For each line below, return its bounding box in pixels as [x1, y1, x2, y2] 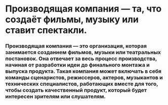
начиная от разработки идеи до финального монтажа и [5, 62, 150, 69]
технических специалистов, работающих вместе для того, [5, 80, 158, 87]
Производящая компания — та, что [5, 3, 162, 15]
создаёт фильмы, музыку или [5, 14, 139, 25]
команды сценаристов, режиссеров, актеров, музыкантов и [5, 74, 163, 81]
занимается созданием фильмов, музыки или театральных [5, 49, 161, 56]
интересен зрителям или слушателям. [5, 93, 106, 100]
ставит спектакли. [5, 25, 87, 36]
